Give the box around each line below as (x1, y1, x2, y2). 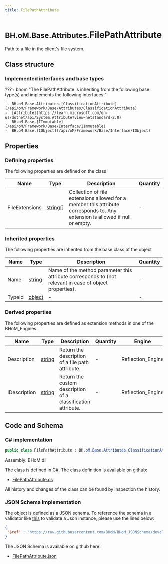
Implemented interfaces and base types (5, 75, 104, 82)
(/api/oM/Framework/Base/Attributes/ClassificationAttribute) (5, 106, 137, 111)
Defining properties (5, 157, 54, 164)
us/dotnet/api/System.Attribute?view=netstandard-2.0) (5, 115, 122, 120)
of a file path (59, 359, 89, 366)
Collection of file (69, 188, 108, 195)
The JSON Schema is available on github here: (5, 543, 101, 550)
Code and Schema (5, 421, 63, 430)
